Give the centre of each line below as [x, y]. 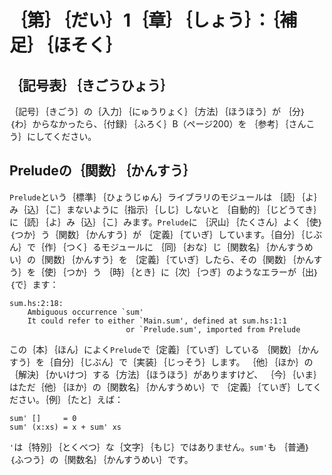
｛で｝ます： [34, 284]
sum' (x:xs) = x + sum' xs [65, 427]
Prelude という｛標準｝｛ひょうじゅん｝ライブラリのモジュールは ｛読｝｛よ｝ [166, 197]
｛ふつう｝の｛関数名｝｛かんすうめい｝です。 [101, 459]
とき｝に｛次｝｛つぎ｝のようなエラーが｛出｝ [226, 272]
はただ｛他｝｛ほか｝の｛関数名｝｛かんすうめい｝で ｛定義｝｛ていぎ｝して [161, 387]
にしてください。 [61, 136]
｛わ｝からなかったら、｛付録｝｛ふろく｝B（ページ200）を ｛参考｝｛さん [158, 124]
